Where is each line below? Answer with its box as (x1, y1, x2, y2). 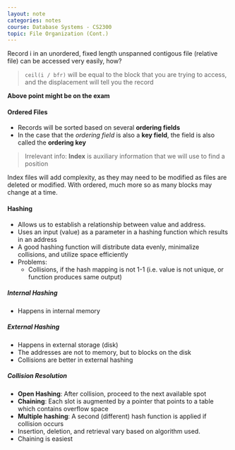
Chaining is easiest (17, 434, 73, 443)
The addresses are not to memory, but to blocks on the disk (17, 348, 192, 356)
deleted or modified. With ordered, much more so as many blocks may (7, 181, 212, 189)
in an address (17, 235, 58, 243)
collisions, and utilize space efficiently (17, 250, 128, 258)
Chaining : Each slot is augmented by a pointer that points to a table (17, 396, 214, 406)
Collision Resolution (7, 372, 68, 380)
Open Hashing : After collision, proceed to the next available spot (17, 389, 207, 398)
